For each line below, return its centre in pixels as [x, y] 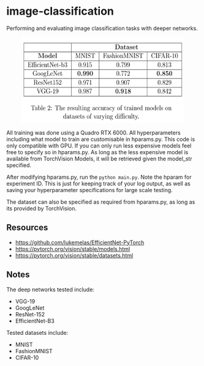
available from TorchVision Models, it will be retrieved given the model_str [99, 159]
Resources [27, 228]
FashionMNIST [34, 351]
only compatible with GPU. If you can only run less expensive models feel [99, 146]
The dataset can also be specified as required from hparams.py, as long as [101, 202]
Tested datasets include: [37, 332]
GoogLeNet [30, 308]
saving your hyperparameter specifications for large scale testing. [89, 190]
